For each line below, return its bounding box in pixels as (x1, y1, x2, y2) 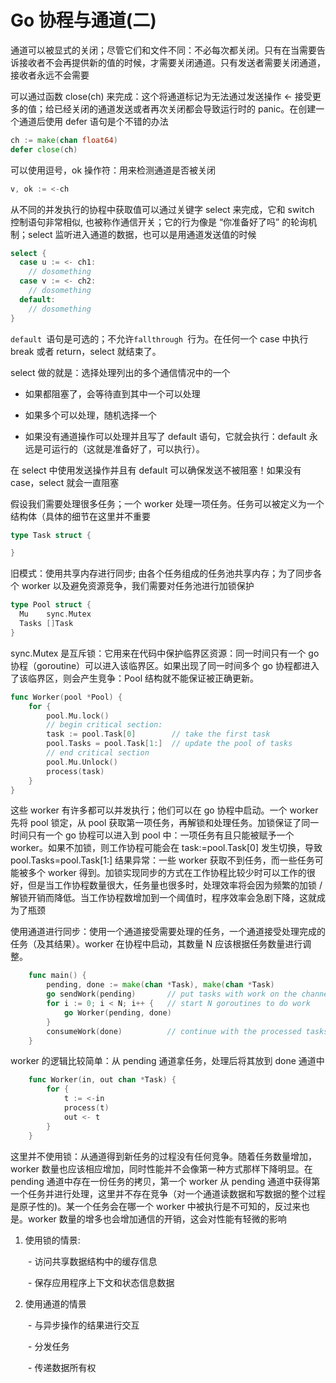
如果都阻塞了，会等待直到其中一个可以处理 (24, 387, 201, 400)
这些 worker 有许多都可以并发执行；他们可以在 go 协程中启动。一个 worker (10, 804, 319, 816)
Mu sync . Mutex (19, 609, 92, 620)
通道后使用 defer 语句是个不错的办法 (18, 115, 169, 127)
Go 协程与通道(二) (10, 9, 157, 32)
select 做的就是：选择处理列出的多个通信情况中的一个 (10, 366, 231, 378)
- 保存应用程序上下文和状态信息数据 (28, 1276, 175, 1288)
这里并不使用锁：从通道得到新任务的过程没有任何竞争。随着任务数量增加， (10, 1150, 317, 1162)
